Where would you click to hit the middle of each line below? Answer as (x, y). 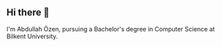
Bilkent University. (32, 36)
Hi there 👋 (28, 13)
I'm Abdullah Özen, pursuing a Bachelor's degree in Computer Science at (111, 29)
